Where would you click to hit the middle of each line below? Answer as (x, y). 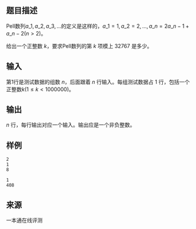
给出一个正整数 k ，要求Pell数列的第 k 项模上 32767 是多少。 (79, 46)
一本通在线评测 (24, 220)
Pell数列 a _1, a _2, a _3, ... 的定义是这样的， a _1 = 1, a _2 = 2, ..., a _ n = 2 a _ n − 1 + (98, 26)
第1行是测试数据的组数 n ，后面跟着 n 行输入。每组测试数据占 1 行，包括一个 (98, 82)
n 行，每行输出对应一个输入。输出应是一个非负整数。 (71, 125)
